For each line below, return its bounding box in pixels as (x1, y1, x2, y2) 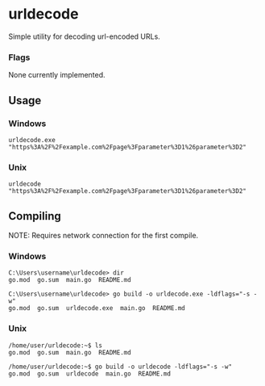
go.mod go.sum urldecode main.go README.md (8, 369, 172, 378)
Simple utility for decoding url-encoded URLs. (8, 31, 161, 41)
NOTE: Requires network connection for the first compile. (8, 231, 199, 241)
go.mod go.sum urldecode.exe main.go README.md (8, 304, 185, 313)
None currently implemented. (8, 70, 106, 80)
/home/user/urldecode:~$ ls (8, 341, 103, 350)
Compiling (8, 209, 62, 223)
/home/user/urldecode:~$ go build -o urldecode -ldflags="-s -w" (8, 363, 232, 371)
